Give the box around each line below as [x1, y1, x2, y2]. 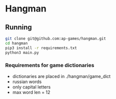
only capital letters [12, 83, 51, 90]
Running [5, 23, 32, 31]
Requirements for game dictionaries [5, 62, 94, 69]
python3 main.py [5, 50, 39, 55]
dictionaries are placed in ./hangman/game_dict [12, 73, 111, 79]
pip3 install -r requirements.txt [5, 45, 77, 50]
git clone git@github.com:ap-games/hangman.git [5, 36, 106, 41]
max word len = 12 [12, 89, 50, 95]
